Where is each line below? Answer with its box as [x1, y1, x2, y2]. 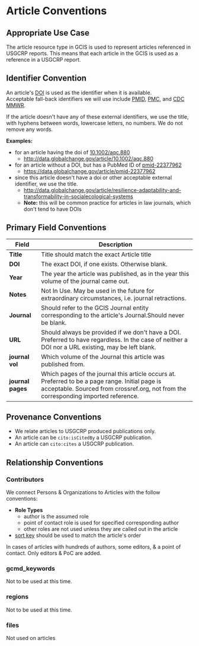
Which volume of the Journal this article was [41, 352, 165, 361]
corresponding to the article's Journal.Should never [41, 311, 185, 319]
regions [6, 593, 29, 601]
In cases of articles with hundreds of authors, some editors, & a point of [6, 543, 181, 550]
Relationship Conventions [6, 457, 104, 467]
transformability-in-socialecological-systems [23, 193, 133, 200]
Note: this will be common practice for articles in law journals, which [23, 199, 191, 206]
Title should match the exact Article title [41, 250, 152, 259]
